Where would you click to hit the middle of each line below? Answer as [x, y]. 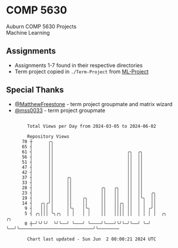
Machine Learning [28, 32]
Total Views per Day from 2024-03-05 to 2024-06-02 [92, 126]
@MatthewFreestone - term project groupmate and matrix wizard [93, 104]
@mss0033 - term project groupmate [60, 110]
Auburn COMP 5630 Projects [41, 26]
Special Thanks [35, 90]
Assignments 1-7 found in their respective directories [78, 65]
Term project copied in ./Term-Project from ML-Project [81, 72]
